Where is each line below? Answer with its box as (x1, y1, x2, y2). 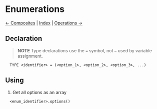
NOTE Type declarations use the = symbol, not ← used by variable (17, 47, 152, 53)
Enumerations (5, 3, 65, 15)
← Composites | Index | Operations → (5, 20, 82, 26)
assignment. (17, 53, 43, 59)
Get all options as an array (12, 89, 66, 95)
